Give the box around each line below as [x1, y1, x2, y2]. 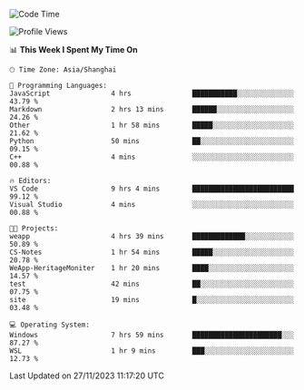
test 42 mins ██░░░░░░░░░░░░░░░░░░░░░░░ [9, 279, 295, 288]
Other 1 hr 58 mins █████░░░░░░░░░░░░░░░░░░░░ [9, 121, 295, 130]
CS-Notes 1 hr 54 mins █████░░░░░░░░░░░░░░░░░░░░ [9, 248, 295, 257]
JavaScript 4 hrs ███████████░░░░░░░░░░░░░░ [9, 89, 295, 98]
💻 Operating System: [9, 320, 91, 329]
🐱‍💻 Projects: [9, 224, 59, 233]
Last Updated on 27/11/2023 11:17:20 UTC [9, 370, 165, 381]
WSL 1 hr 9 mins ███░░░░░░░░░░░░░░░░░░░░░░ [9, 346, 295, 356]
